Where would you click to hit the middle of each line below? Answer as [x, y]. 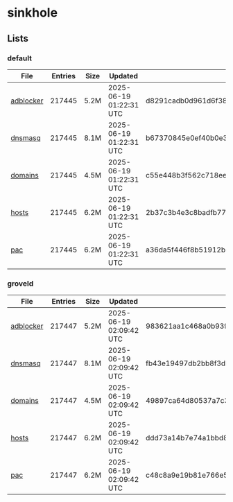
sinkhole [32, 13]
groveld [20, 284]
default [20, 58]
